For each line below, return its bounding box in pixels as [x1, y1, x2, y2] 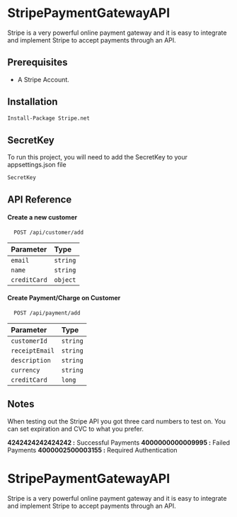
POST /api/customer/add [13, 229, 83, 236]
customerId [11, 337, 47, 345]
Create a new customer [7, 213, 78, 222]
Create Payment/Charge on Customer [7, 294, 121, 302]
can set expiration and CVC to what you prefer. [7, 424, 144, 433]
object [54, 275, 76, 284]
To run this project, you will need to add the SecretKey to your [7, 153, 188, 161]
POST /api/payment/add [13, 309, 81, 317]
